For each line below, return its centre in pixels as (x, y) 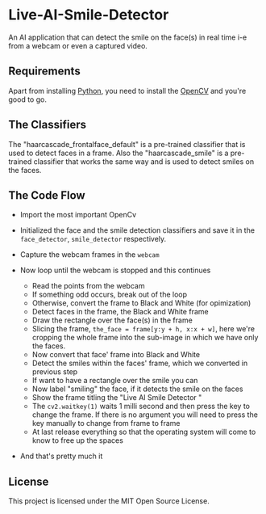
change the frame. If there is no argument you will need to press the (145, 415)
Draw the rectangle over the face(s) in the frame (112, 320)
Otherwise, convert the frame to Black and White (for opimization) (141, 303)
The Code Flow (47, 195)
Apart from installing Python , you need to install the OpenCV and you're (127, 91)
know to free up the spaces (77, 440)
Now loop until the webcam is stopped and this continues (115, 270)
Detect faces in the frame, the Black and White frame (120, 312)
